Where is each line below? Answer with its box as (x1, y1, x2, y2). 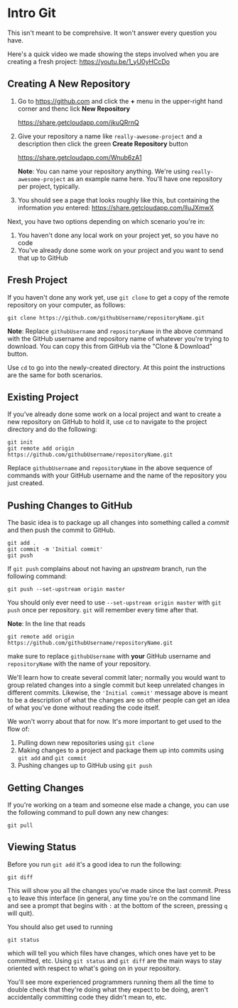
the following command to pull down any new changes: (7, 808, 169, 816)
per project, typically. (17, 182, 80, 190)
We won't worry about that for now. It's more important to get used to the (7, 717, 222, 726)
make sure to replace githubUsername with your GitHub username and (7, 652, 211, 661)
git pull (7, 822, 33, 829)
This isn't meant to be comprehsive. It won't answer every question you (7, 28, 217, 37)
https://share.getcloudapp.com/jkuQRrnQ (17, 118, 140, 126)
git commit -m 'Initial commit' (7, 546, 103, 553)
